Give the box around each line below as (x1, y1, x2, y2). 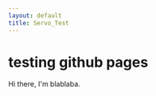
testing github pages (8, 53, 149, 71)
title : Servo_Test (8, 19, 69, 27)
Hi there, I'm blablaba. (8, 79, 81, 89)
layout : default (8, 11, 62, 20)
